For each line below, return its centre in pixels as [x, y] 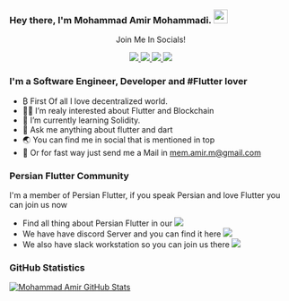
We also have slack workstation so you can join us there [126, 244]
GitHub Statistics [47, 267]
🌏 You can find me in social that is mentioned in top [118, 140]
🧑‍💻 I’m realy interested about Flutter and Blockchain [118, 110]
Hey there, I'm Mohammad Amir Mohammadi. [110, 20]
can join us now [39, 204]
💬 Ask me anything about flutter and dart [97, 129]
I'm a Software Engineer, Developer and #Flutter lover [128, 82]
